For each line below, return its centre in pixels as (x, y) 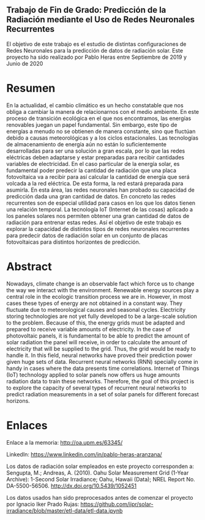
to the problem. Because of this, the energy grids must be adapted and (96, 322)
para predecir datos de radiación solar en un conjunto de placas (87, 235)
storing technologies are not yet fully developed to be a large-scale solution (102, 316)
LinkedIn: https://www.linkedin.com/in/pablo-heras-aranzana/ (84, 454)
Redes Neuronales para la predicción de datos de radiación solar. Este (95, 50)
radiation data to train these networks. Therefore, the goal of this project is (100, 381)
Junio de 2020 (25, 63)
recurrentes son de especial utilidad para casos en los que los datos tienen (101, 203)
